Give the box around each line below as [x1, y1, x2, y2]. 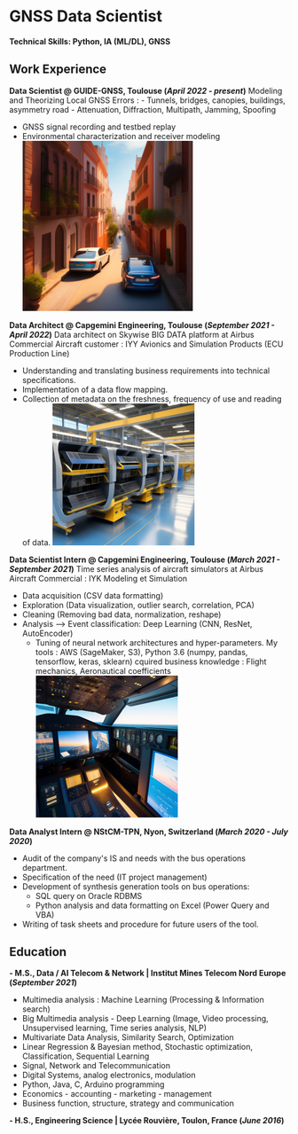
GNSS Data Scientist [9, 6, 162, 27]
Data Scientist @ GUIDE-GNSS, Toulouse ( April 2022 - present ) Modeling [9, 85, 283, 96]
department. [21, 862, 68, 872]
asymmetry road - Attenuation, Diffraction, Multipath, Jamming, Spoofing [9, 104, 277, 114]
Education [9, 944, 67, 959]
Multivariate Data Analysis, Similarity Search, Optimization [21, 1032, 235, 1043]
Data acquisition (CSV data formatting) [21, 590, 164, 600]
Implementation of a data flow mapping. [21, 384, 169, 395]
